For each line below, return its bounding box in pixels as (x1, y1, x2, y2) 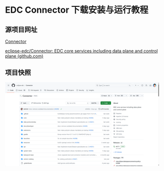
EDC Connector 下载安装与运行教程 (5, 4, 148, 16)
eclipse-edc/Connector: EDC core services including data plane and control (5, 48, 158, 54)
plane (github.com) (5, 53, 44, 59)
